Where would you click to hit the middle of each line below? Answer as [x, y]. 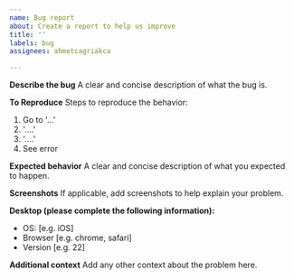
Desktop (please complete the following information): [112, 211]
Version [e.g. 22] [54, 247]
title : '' [28, 34]
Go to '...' [39, 120]
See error [40, 149]
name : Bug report [42, 18]
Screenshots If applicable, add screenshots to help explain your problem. [147, 193]
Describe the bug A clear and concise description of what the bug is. [138, 85]
